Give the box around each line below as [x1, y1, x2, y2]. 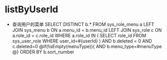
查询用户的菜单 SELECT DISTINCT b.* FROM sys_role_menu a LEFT [12, 21, 154, 27]
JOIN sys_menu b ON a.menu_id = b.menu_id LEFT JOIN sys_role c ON [12, 27, 162, 33]
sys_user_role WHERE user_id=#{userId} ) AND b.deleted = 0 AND [12, 37, 152, 44]
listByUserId [5, 4, 58, 15]
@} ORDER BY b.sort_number [12, 49, 75, 55]
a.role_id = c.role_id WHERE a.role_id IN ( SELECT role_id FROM [12, 32, 147, 38]
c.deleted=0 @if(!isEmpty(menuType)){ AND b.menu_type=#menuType [12, 43, 162, 49]
